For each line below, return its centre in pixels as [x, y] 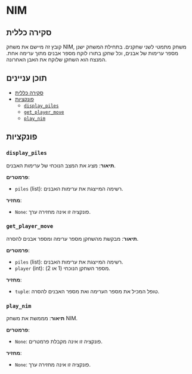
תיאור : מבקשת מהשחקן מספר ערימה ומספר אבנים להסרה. [72, 238]
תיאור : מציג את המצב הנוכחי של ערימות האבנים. [61, 165]
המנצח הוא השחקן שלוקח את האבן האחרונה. [57, 59]
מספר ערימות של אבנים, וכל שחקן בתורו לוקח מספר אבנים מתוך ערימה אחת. [92, 53]
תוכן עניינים [27, 78]
